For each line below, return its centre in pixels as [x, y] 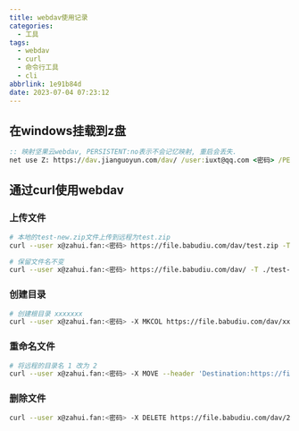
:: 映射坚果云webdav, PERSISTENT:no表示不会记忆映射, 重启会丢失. [123, 152]
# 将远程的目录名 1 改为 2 [54, 366]
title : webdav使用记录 [49, 17]
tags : [19, 42]
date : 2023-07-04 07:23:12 [59, 92]
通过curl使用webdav [66, 190]
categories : [31, 26]
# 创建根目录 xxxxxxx [46, 314]
